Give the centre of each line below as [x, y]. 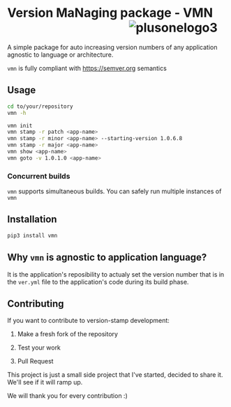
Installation [32, 220]
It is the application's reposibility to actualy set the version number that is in [116, 274]
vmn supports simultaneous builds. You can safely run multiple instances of [114, 191]
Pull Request [35, 361]
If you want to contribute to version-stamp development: [88, 321]
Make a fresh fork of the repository [68, 334]
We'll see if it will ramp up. [45, 382]
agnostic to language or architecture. [60, 55]
